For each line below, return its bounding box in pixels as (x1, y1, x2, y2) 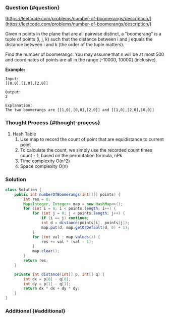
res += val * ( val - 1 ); (41, 239, 94, 244)
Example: (5, 66, 26, 73)
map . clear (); (32, 249, 60, 254)
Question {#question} (5, 4, 60, 11)
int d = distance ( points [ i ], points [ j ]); (41, 220, 130, 226)
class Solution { (5, 187, 42, 192)
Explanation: (5, 103, 33, 108)
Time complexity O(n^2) (20, 158, 70, 164)
